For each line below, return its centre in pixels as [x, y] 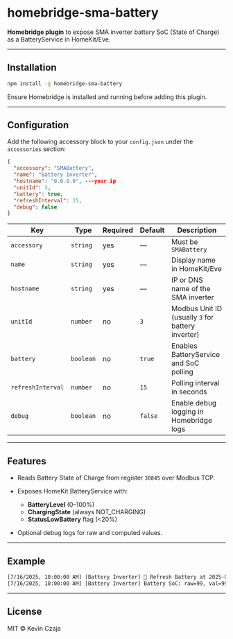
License [25, 612]
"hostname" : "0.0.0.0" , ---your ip [65, 182]
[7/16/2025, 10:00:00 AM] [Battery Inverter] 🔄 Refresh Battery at [107, 577]
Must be [184, 242]
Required [118, 230]
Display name [193, 260]
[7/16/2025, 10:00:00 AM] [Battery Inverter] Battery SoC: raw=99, [107, 584]
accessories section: [36, 149]
